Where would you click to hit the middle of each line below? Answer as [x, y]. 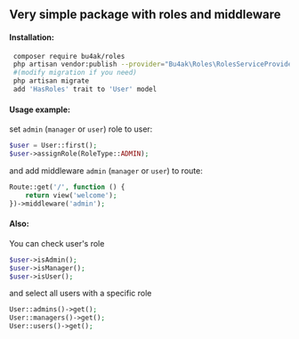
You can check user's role [57, 243]
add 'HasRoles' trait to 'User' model [85, 89]
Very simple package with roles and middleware [145, 15]
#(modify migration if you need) [75, 73]
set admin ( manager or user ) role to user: [81, 129]
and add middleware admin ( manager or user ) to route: [106, 170]
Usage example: [40, 109]
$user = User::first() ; [53, 146]
